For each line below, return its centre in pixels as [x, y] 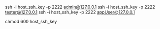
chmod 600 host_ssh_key [31, 22]
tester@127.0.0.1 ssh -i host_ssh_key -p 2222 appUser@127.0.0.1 [70, 12]
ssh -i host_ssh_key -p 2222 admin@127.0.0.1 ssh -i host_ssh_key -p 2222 [80, 7]
